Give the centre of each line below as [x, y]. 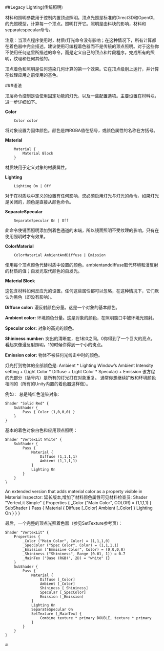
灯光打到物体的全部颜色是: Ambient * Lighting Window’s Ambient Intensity [79, 365]
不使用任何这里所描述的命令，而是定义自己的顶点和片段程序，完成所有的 [78, 52]
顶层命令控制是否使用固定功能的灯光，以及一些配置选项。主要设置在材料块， [82, 96]
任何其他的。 [39, 58]
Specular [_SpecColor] [63, 592]
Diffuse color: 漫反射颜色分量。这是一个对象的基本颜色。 [63, 307]
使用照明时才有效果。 [26, 236]
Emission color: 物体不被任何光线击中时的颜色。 [54, 355]
